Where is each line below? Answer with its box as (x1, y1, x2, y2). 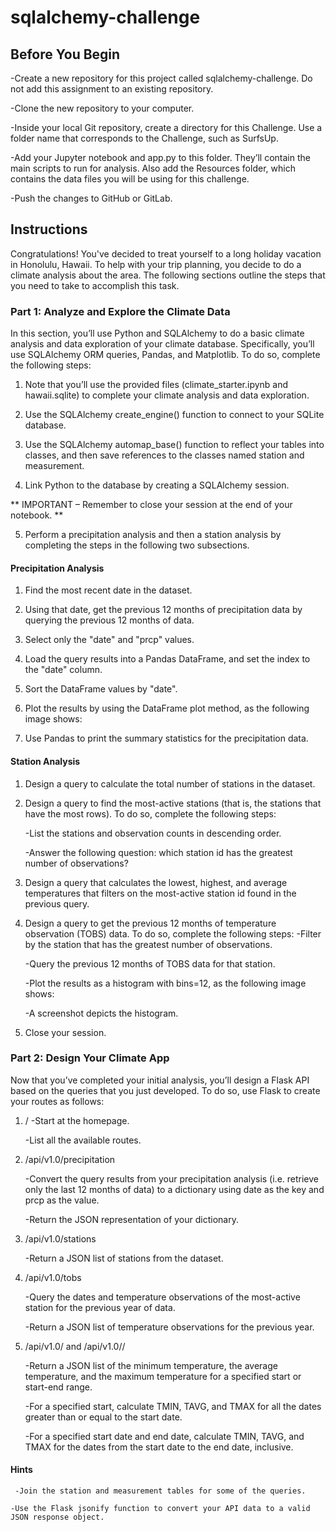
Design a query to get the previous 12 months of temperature (24, 917, 277, 929)
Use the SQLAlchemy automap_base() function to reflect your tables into (24, 439, 325, 451)
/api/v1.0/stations (24, 1232, 97, 1245)
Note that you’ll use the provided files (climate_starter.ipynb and (24, 379, 289, 391)
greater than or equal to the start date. (24, 1411, 183, 1423)
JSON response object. (10, 1512, 105, 1523)
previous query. (24, 897, 90, 910)
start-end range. (24, 1381, 93, 1393)
